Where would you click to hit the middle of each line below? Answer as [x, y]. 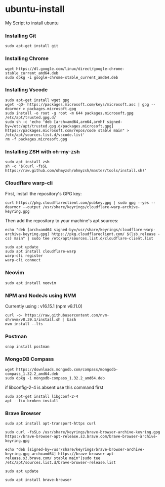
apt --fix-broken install [32, 401]
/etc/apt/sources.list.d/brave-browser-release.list [61, 462]
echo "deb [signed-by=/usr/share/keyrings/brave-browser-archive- [75, 449]
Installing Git [21, 36]
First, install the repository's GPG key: [43, 194]
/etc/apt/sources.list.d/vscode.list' [45, 135]
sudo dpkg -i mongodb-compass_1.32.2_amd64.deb [55, 378]
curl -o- [14, 315]
